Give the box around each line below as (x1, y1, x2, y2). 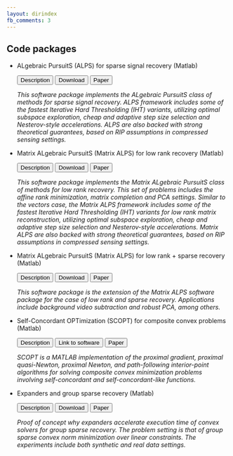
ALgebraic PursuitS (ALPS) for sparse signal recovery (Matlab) (16, 61, 198, 70)
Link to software (58, 339, 100, 347)
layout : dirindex (6, 10, 58, 18)
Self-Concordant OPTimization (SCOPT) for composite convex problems (16, 317, 226, 325)
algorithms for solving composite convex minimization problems (16, 368, 203, 376)
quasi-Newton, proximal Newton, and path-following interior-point (16, 360, 209, 369)
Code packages (6, 43, 77, 55)
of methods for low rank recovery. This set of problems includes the (16, 186, 213, 194)
